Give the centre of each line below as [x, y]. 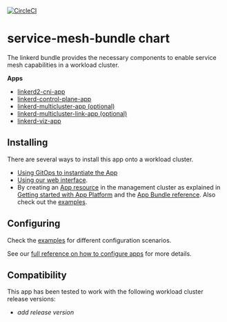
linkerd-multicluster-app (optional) [66, 106]
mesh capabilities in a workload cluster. [63, 65]
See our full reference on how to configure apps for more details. [99, 253]
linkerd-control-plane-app [54, 99]
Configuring [34, 224]
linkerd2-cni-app [41, 91]
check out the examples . [52, 202]
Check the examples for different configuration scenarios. [89, 240]
